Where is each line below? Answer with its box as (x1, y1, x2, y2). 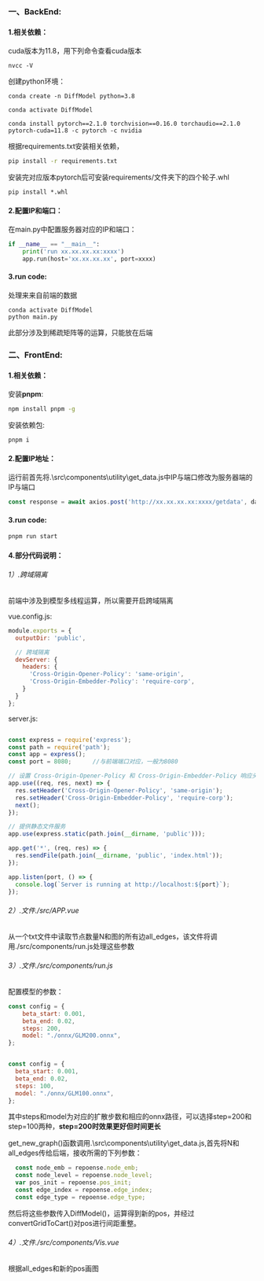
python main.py (8, 313, 58, 321)
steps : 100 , (15, 1082, 55, 1090)
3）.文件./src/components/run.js (8, 961, 114, 970)
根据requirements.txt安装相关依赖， (8, 142, 124, 151)
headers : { (22, 663, 58, 671)
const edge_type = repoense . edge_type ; (15, 1193, 146, 1201)
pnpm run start (8, 533, 58, 541)
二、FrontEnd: (8, 349, 63, 360)
